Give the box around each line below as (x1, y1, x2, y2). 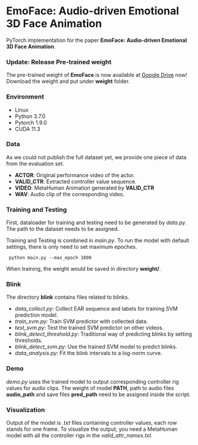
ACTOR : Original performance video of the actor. (14, 171, 135, 178)
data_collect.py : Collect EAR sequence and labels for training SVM (14, 305, 178, 313)
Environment (6, 92, 45, 101)
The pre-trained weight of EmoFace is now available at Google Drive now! (6, 72, 187, 79)
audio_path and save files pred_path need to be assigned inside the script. (6, 391, 191, 398)
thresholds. (14, 337, 43, 344)
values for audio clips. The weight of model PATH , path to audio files (6, 384, 174, 391)
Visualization (6, 406, 45, 414)
